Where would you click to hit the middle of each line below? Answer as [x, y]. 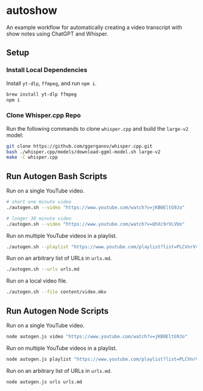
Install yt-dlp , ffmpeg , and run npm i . [51, 83]
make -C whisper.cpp [32, 157]
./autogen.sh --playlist [37, 247]
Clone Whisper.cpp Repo [44, 116]
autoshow [32, 11]
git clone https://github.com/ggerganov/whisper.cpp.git [79, 146]
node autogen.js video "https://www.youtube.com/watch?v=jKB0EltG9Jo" [97, 337]
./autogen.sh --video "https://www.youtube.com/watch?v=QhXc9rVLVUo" [96, 224]
